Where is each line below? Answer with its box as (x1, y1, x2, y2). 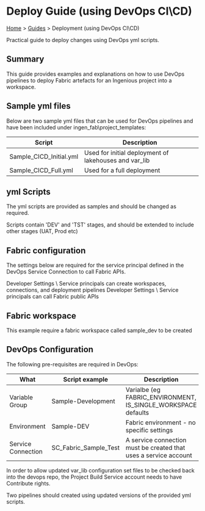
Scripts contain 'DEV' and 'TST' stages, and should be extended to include (6, 221, 194, 228)
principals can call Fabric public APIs (6, 293, 99, 300)
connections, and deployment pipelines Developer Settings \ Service (6, 286, 179, 294)
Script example (63, 375, 109, 383)
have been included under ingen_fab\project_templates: (6, 123, 146, 131)
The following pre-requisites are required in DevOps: (6, 360, 138, 368)
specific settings (125, 426, 173, 434)
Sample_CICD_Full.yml (9, 166, 73, 175)
